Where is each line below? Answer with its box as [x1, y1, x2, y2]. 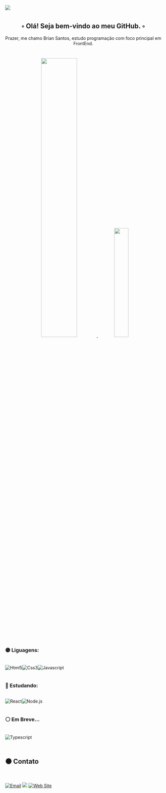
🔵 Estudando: [5, 682, 38, 689]
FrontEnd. [73, 40, 93, 46]
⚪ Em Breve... [5, 716, 40, 723]
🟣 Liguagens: [5, 646, 39, 653]
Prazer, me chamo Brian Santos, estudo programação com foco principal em [5, 35, 162, 41]
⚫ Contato [5, 757, 39, 766]
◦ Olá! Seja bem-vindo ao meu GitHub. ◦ [21, 22, 145, 30]
